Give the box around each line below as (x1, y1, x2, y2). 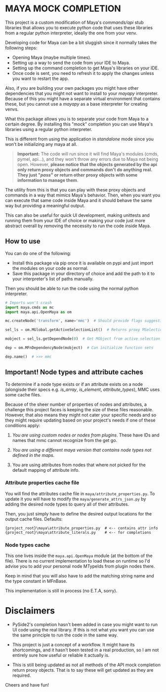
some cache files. (5, 391, 41, 397)
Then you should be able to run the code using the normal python (5, 285, 139, 291)
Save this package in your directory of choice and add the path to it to (12, 270, 155, 276)
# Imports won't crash (5, 300, 52, 305)
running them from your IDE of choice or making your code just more (5, 217, 146, 223)
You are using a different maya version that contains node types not (12, 447, 152, 453)
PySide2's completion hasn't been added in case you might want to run (12, 622, 158, 628)
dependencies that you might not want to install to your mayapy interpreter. (5, 90, 159, 96)
